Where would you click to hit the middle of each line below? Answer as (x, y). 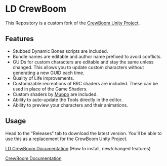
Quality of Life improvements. (43, 78)
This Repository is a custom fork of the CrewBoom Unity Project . (73, 23)
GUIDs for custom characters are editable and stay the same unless (83, 62)
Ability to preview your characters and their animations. (70, 105)
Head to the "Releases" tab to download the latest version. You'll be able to (83, 133)
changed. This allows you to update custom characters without (78, 67)
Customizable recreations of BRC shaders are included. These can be (85, 83)
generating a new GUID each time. (48, 73)
